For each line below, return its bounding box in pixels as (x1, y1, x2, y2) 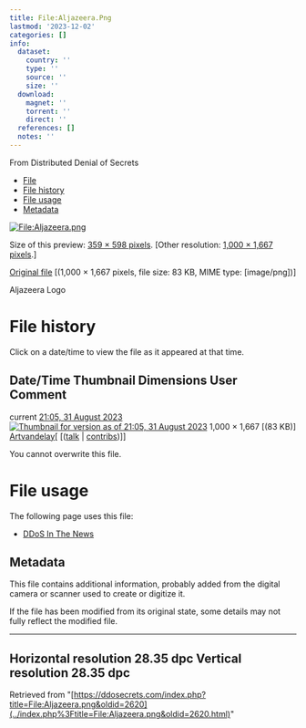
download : (17, 89, 55, 99)
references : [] (17, 124, 76, 133)
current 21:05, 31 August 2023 (9, 411, 123, 422)
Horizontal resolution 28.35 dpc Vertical (9, 650, 242, 666)
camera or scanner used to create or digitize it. (9, 588, 186, 599)
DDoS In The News (22, 528, 95, 539)
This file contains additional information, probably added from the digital (9, 578, 280, 589)
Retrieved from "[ (9, 690, 75, 701)
